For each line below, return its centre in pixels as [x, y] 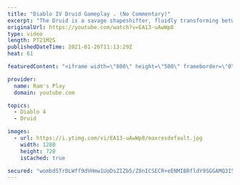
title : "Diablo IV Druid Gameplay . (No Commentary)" [89, 14]
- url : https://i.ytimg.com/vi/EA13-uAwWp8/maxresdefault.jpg [108, 138]
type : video [25, 34]
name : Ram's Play [40, 86]
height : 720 [38, 151]
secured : [20, 171]
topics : [19, 105]
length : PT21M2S [31, 41]
